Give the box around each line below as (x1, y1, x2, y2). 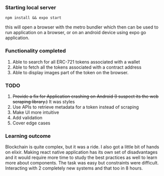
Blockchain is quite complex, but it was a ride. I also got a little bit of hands (5, 144, 159, 150)
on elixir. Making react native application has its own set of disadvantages (5, 149, 158, 155)
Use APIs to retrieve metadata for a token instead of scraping (12, 104, 139, 110)
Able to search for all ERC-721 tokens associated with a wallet (12, 59, 140, 65)
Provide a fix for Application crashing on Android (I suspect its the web (12, 93, 159, 99)
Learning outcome (5, 132, 51, 139)
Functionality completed (5, 47, 66, 54)
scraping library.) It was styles (12, 98, 75, 104)
